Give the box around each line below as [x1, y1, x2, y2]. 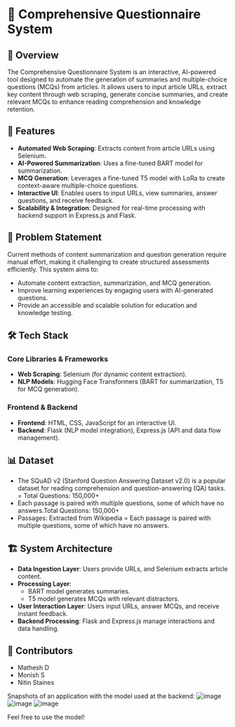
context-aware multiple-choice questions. [17, 181, 139, 189]
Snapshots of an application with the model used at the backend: [7, 692, 195, 700]
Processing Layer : [17, 580, 72, 588]
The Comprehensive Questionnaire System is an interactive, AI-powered [7, 68, 216, 76]
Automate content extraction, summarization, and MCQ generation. [17, 279, 212, 287]
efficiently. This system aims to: [7, 265, 99, 273]
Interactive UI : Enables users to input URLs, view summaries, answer [17, 189, 217, 197]
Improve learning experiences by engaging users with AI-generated [17, 286, 213, 294]
